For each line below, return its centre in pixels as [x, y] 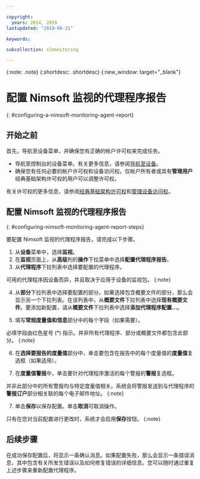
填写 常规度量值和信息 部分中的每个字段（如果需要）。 [79, 320]
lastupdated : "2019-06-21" [40, 28]
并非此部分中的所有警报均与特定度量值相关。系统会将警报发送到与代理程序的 [100, 386]
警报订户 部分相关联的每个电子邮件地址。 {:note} [65, 393]
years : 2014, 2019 [35, 22]
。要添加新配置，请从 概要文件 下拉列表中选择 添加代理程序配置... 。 [101, 307]
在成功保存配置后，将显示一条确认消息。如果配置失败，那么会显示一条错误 [98, 455]
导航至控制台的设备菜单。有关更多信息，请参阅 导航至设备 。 [88, 163]
